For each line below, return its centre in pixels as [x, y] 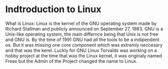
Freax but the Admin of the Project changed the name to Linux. [71, 61]
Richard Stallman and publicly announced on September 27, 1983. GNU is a [84, 28]
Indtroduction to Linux [53, 9]
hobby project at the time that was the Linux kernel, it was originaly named [84, 56]
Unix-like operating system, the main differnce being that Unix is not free [82, 34]
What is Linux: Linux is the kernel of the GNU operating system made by [81, 23]
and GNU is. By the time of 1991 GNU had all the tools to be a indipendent [82, 40]
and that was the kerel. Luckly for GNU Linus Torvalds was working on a [81, 50]
